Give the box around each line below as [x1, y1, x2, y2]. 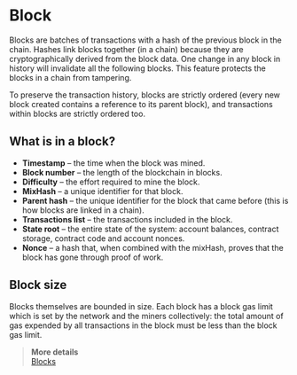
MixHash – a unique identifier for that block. [21, 185, 184, 196]
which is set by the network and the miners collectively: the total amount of [9, 310, 284, 321]
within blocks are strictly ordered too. [9, 108, 146, 119]
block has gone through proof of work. [21, 252, 164, 262]
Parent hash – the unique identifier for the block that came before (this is [21, 195, 289, 206]
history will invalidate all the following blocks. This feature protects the [9, 63, 266, 74]
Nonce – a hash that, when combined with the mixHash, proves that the [21, 242, 284, 253]
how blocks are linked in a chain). [21, 205, 145, 215]
